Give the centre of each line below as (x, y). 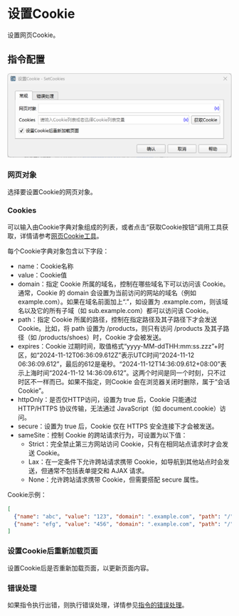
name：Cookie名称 (46, 266)
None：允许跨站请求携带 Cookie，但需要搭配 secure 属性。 (115, 479)
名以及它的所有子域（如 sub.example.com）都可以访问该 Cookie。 (115, 310)
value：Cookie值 (42, 275)
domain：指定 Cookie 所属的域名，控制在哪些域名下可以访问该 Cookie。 (123, 284)
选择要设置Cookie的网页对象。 (52, 191)
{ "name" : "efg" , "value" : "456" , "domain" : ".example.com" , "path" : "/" (124, 524)
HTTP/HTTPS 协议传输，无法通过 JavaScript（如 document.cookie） (119, 408)
